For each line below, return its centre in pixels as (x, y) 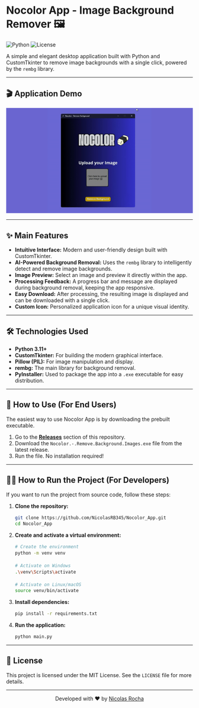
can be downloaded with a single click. (62, 300)
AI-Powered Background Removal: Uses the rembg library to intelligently (103, 263)
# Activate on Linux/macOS (48, 584)
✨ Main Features (37, 235)
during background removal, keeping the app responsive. (85, 288)
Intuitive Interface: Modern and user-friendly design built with (91, 250)
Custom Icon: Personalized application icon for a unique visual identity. (102, 307)
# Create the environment (46, 547)
